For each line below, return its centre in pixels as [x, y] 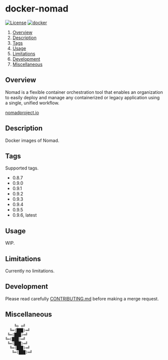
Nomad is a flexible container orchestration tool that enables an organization [84, 92]
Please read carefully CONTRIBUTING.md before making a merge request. [82, 298]
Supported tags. [22, 168]
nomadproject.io [22, 112]
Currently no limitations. [30, 271]
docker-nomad [37, 9]
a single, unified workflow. [32, 103]
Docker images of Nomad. [32, 140]
